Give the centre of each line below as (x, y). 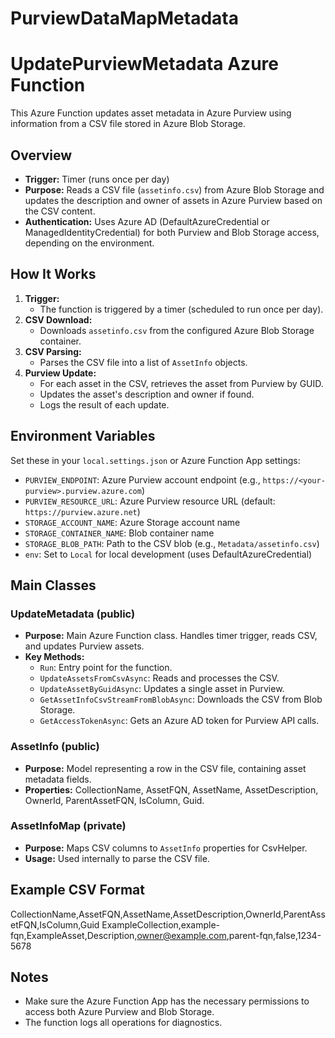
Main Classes (53, 585)
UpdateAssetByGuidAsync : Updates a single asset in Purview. (162, 689)
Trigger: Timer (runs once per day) (97, 179)
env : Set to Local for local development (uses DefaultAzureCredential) (168, 554)
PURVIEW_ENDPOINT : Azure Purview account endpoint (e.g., (142, 479)
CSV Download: (58, 319)
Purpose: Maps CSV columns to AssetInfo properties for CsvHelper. (166, 848)
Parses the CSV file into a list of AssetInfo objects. (143, 362)
